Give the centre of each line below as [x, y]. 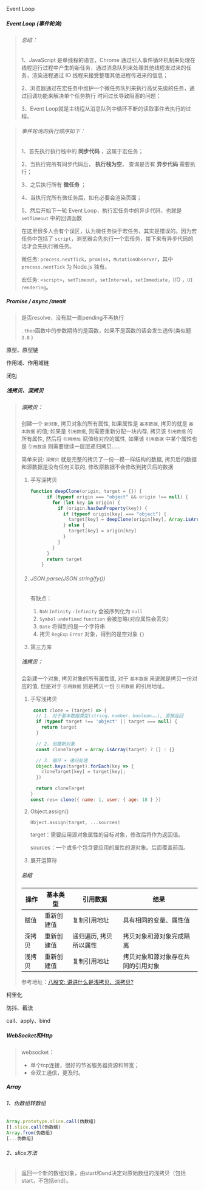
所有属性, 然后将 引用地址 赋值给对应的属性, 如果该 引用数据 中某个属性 [107, 439]
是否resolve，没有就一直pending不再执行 [73, 317]
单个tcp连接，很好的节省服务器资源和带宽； [85, 1065]
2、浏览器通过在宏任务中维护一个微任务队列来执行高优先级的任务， [105, 88]
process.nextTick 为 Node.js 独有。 [66, 266]
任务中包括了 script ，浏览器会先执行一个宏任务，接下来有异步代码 [104, 238]
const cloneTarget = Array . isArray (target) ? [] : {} [105, 749]
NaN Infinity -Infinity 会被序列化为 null [91, 611]
